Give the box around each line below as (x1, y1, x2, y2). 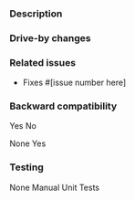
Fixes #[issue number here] (22, 77, 127, 89)
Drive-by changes (9, 31, 91, 44)
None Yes (9, 138, 47, 149)
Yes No (9, 121, 36, 132)
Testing (9, 161, 44, 174)
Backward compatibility (9, 100, 118, 112)
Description (9, 7, 63, 20)
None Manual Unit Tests (9, 182, 100, 193)
